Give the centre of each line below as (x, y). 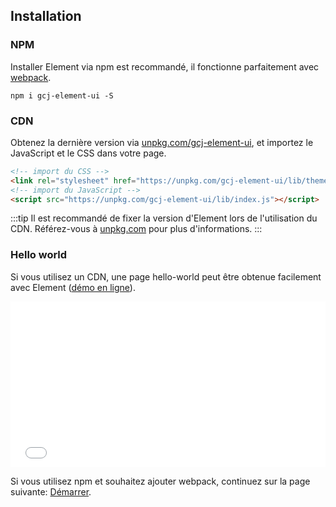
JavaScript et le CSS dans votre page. (88, 153)
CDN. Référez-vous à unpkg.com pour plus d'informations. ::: (136, 229)
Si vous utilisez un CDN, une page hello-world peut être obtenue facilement (166, 276)
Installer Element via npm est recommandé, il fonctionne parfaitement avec (165, 66)
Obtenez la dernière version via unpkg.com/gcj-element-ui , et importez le (162, 142)
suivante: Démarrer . (51, 491)
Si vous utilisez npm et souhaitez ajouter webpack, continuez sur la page (160, 481)
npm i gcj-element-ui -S (62, 95)
